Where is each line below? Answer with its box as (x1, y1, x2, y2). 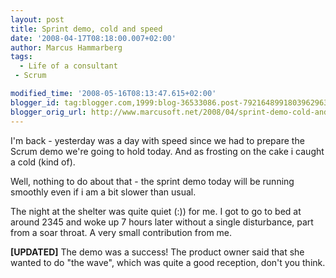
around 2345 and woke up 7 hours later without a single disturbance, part (10, 216, 314, 228)
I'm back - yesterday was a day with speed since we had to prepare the (10, 134, 305, 146)
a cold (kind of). (10, 156, 76, 168)
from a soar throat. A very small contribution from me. (10, 226, 233, 238)
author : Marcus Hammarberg (10, 42, 123, 53)
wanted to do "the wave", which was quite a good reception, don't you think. (10, 256, 326, 268)
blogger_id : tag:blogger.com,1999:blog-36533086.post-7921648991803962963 (10, 97, 329, 108)
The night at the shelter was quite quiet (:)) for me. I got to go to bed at (10, 205, 302, 217)
